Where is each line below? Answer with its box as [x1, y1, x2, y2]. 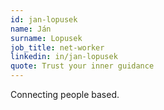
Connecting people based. [10, 89, 120, 100]
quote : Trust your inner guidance [10, 61, 155, 71]
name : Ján [10, 24, 52, 34]
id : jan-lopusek [10, 14, 78, 25]
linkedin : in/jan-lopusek [10, 52, 118, 62]
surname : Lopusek [10, 33, 83, 43]
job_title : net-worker [10, 42, 105, 53]
